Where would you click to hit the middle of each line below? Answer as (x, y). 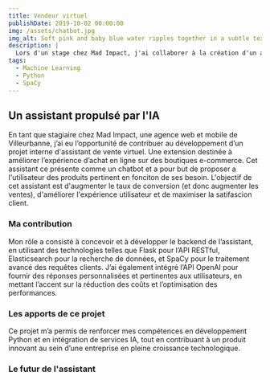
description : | (34, 46)
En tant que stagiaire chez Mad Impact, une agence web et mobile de (123, 135)
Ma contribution (40, 224)
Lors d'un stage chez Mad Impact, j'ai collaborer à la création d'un (136, 53)
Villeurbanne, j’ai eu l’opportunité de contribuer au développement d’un (126, 143)
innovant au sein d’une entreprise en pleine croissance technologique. (125, 348)
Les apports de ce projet (57, 313)
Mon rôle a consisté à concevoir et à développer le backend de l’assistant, (131, 241)
